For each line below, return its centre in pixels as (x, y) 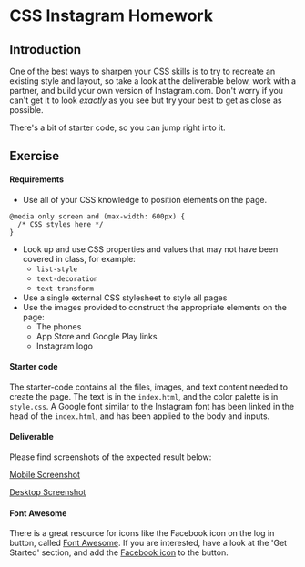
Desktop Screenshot (48, 492)
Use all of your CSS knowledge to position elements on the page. (144, 199)
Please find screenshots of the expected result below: (111, 457)
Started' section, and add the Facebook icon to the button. (119, 552)
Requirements (37, 179)
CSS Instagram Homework (112, 16)
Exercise (35, 156)
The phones (59, 326)
